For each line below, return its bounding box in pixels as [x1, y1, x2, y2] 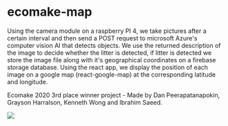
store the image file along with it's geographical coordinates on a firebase [7, 55, 216, 64]
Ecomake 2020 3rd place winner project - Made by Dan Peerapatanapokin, [7, 90, 220, 99]
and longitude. [7, 77, 48, 86]
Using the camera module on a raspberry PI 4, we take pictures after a [7, 27, 207, 35]
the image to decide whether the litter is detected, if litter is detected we [7, 49, 212, 57]
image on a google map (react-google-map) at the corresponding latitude [7, 70, 216, 79]
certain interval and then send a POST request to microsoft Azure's [7, 34, 198, 42]
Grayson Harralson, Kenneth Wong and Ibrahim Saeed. [7, 98, 163, 106]
